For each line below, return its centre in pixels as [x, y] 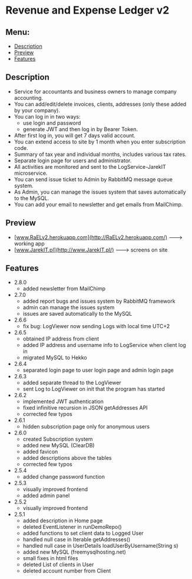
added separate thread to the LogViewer [72, 383]
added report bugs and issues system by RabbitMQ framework [99, 301]
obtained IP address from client [61, 339]
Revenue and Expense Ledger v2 [87, 10]
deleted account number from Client [67, 571]
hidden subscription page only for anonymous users [86, 427]
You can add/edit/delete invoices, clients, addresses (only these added [100, 104]
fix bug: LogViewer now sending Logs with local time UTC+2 [96, 326]
